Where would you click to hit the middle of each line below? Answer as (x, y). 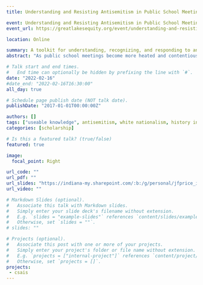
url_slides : (21, 183)
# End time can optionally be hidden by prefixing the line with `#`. (100, 73)
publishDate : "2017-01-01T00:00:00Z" (54, 106)
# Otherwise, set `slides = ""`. (51, 222)
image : (14, 156)
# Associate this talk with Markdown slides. (67, 205)
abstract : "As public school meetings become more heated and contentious (102, 56)
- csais (18, 273)
